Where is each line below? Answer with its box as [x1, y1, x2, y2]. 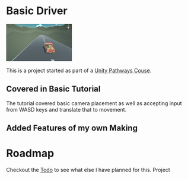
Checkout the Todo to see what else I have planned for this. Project [6, 167, 170, 174]
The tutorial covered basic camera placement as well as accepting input [6, 99, 182, 107]
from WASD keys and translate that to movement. [6, 106, 127, 113]
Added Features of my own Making [6, 123, 138, 134]
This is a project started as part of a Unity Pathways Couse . [6, 67, 152, 74]
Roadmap [6, 147, 55, 160]
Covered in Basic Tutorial [6, 84, 101, 94]
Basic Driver [6, 4, 68, 18]
